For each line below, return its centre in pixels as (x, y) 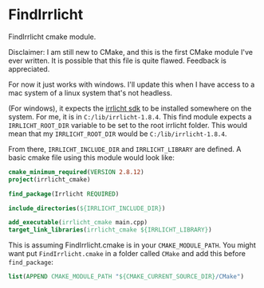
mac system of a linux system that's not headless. (91, 92)
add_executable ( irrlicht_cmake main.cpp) (78, 223)
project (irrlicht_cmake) (49, 179)
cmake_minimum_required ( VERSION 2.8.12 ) (77, 172)
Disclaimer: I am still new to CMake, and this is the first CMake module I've (131, 52)
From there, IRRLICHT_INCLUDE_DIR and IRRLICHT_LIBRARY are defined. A (125, 149)
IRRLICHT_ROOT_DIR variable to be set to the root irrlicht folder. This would (128, 125)
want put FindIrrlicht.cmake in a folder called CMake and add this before (127, 254)
